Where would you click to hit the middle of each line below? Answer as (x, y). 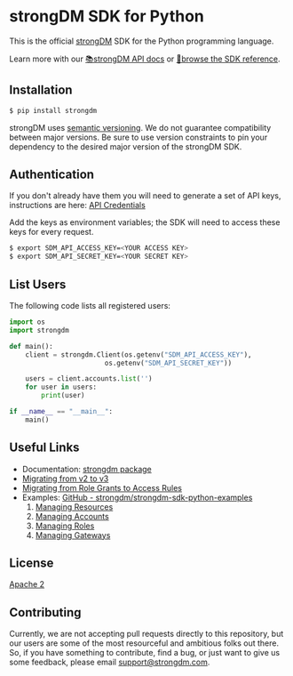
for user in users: (61, 387)
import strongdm (39, 330)
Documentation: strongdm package (87, 469)
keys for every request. (51, 232)
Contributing (45, 612)
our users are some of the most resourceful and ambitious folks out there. (144, 643)
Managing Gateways (73, 535)
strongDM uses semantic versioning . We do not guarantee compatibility (140, 127)
